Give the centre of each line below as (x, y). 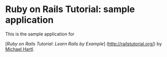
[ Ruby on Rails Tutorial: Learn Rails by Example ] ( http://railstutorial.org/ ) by (83, 43)
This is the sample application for (40, 34)
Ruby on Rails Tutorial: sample (70, 9)
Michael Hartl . (20, 49)
